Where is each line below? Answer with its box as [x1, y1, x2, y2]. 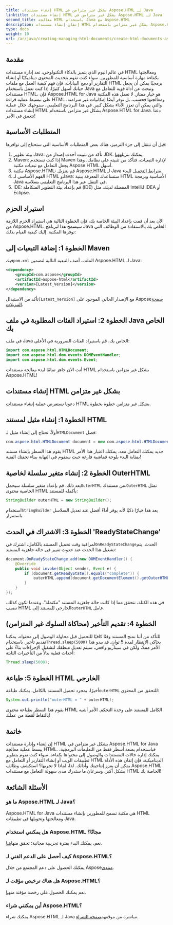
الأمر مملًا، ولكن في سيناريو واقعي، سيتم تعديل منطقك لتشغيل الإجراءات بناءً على [6, 644, 160, 650]
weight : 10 [6, 31, 29, 37]
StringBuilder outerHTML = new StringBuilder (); [6, 498, 112, 503]
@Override [15, 561, 36, 566]
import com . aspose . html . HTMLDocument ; [6, 348, 89, 353]
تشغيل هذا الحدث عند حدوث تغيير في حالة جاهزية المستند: [6, 546, 117, 553]
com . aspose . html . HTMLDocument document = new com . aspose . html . [6, 439, 144, 444]
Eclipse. [13, 189, 30, 195]
